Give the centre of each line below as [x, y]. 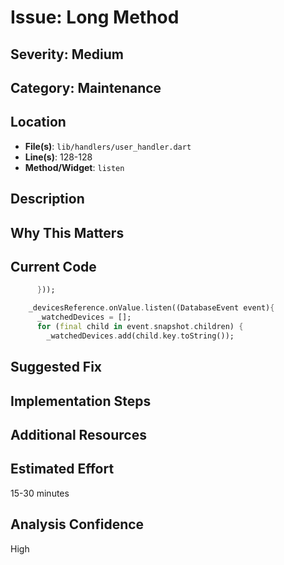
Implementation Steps [81, 401]
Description [47, 199]
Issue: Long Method [95, 17]
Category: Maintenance [86, 87]
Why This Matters [67, 232]
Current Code [53, 266]
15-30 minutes [40, 493]
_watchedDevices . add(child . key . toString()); [140, 336]
